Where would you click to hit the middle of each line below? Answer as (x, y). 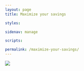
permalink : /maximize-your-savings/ (42, 49)
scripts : (14, 41)
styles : (13, 23)
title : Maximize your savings (36, 14)
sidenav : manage (21, 32)
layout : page (18, 10)
